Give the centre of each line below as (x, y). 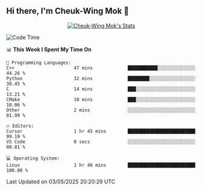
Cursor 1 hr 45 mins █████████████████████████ (101, 131)
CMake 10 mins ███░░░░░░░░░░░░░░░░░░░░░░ (101, 99)
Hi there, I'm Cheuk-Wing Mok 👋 (68, 11)
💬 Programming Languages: (39, 63)
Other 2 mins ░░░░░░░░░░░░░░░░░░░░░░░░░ (101, 110)
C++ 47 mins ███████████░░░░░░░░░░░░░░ (101, 68)
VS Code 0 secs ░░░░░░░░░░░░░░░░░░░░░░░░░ (101, 142)
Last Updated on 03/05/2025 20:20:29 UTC (61, 181)
